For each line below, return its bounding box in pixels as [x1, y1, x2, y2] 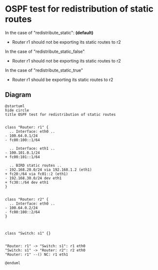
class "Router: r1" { [5, 125, 49, 129]
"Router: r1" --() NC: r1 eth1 [5, 252, 68, 257]
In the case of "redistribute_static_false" [5, 48, 85, 54]
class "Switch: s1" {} [5, 231, 51, 236]
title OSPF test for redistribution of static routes [5, 112, 116, 117]
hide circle [5, 108, 29, 112]
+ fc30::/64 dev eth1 [5, 180, 49, 185]
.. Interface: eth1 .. [9, 146, 55, 151]
